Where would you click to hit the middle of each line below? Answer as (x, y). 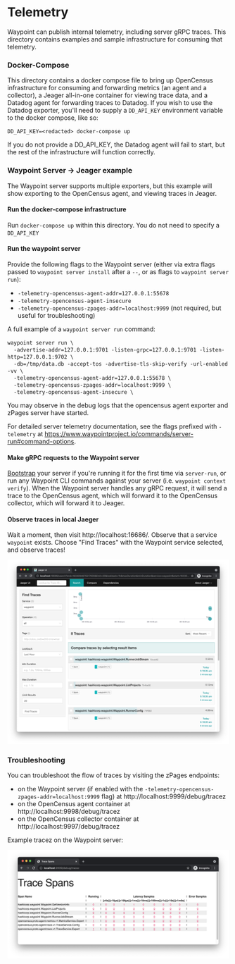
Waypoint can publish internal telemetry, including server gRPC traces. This (117, 32)
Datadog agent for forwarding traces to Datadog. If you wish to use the (110, 103)
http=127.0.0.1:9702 (38, 357)
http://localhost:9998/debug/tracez (69, 812)
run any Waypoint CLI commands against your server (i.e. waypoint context (117, 481)
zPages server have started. (48, 412)
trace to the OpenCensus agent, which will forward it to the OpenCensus (113, 496)
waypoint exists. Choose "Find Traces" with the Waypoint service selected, (115, 543)
